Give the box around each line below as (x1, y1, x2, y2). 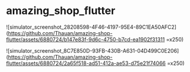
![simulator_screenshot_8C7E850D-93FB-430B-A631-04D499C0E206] (6, 47, 179, 54)
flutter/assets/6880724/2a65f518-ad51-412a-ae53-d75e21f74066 (6, 60, 166, 67)
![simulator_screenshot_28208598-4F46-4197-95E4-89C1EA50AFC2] (6, 23, 177, 30)
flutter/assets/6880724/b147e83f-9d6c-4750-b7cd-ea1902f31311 (6, 36, 165, 43)
